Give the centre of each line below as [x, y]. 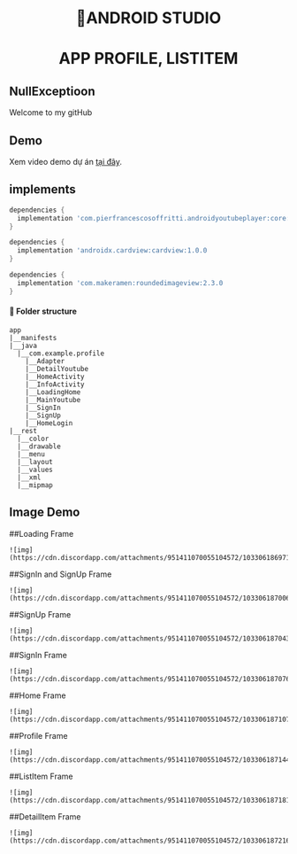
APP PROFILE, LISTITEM [148, 59]
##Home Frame [38, 695]
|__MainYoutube [53, 400]
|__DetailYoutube [57, 369]
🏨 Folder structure [43, 311]
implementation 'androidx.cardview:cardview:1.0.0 [112, 251]
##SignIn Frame [38, 655]
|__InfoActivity [55, 384]
